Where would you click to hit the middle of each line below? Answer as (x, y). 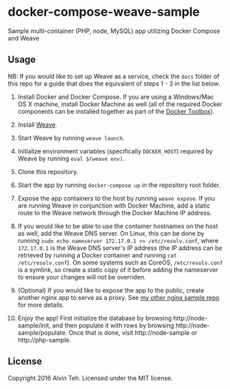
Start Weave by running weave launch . (71, 138)
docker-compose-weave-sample (104, 12)
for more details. (41, 305)
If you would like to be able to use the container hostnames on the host (118, 226)
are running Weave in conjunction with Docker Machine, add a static (114, 205)
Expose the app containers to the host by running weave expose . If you (116, 198)
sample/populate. (42, 332)
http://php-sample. (44, 340)
